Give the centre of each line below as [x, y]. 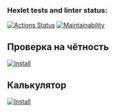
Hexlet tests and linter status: [57, 10]
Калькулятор [37, 85]
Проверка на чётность [58, 47]
